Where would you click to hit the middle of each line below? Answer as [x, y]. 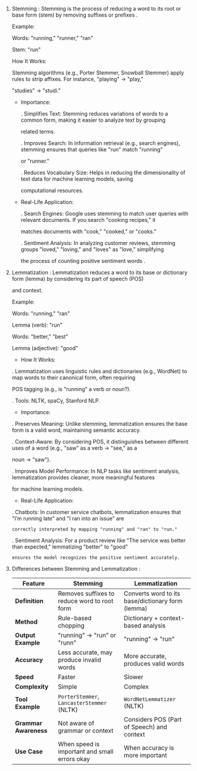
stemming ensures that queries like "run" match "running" [92, 149]
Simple [68, 687]
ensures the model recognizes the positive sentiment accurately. [96, 558]
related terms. [38, 131]
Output [25, 635]
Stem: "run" [26, 49]
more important [146, 755]
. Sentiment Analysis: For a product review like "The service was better [99, 540]
